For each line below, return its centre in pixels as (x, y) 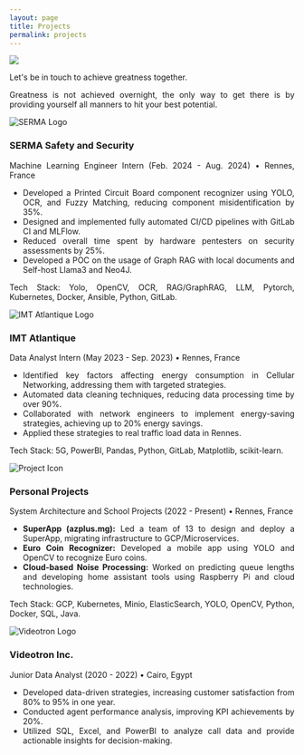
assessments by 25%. (64, 250)
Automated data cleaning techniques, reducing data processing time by (158, 394)
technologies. (48, 586)
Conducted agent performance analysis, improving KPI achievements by (158, 711)
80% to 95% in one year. (69, 702)
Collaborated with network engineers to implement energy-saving (158, 413)
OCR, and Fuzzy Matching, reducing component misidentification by (158, 202)
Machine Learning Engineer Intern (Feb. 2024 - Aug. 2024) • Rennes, (152, 165)
